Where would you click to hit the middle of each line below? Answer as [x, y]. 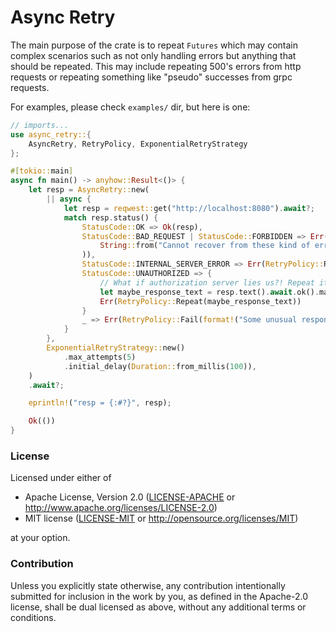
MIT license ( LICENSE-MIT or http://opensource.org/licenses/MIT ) [161, 518]
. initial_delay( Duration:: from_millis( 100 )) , [160, 366]
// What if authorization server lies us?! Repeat [207, 282]
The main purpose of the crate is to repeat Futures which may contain [154, 45]
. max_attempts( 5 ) [100, 357]
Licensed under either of [61, 478]
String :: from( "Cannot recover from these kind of [205, 246]
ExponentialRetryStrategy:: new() [116, 348]
